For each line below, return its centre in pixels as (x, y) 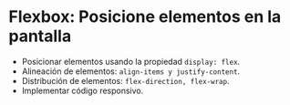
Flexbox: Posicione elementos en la (145, 17)
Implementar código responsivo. (83, 90)
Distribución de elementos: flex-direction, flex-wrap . (125, 80)
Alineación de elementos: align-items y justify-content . (131, 71)
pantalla (40, 36)
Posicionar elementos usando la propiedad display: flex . (131, 61)
